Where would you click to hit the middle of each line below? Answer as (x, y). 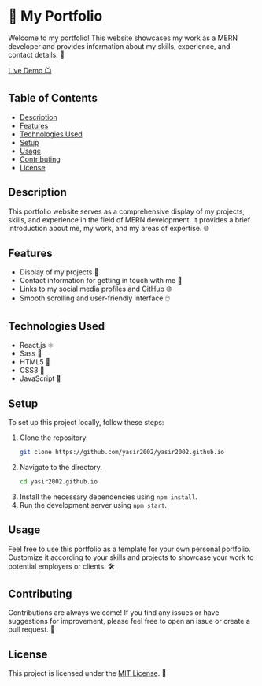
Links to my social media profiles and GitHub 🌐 (96, 289)
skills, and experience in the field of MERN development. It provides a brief (129, 219)
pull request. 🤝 (31, 629)
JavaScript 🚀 (40, 378)
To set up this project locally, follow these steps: (86, 422)
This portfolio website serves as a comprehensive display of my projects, (127, 211)
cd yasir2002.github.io (59, 481)
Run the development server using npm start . (93, 505)
